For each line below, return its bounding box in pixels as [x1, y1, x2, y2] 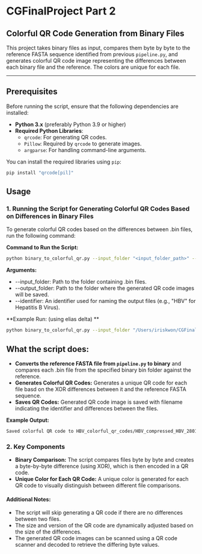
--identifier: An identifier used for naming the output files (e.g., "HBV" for [14, 298, 196, 305]
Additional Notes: [6, 495, 51, 503]
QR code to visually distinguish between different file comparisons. [14, 482, 182, 489]
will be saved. [14, 291, 49, 298]
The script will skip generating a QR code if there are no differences [14, 509, 183, 517]
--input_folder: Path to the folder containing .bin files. [14, 278, 147, 285]
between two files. [14, 515, 61, 523]
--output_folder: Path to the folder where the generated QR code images [14, 285, 194, 292]
